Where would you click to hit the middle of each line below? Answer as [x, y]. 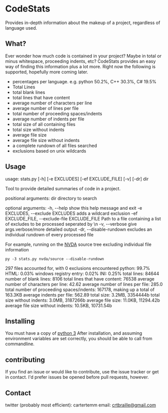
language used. [21, 28]
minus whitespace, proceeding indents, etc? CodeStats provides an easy [80, 61]
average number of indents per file [48, 119]
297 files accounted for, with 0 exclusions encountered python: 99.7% [78, 268]
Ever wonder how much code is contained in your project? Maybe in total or [83, 56]
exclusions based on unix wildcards [49, 151]
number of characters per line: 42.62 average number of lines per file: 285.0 [84, 284]
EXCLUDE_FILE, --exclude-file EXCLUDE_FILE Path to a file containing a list [83, 218]
